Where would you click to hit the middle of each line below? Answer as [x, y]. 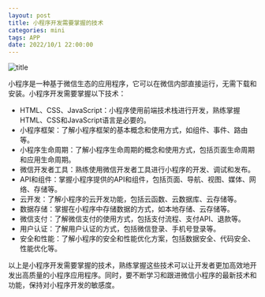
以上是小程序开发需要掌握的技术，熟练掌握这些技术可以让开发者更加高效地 [129, 265]
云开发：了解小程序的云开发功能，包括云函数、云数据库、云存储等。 [130, 199]
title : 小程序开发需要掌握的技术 [56, 23]
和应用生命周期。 [47, 160]
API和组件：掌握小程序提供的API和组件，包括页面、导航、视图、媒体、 [134, 179]
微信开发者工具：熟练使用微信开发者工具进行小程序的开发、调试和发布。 [137, 170]
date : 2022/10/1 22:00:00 [50, 45]
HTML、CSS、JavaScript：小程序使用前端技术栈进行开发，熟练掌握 [130, 111]
